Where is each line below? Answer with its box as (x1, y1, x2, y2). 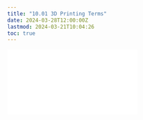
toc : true (7, 29, 36, 37)
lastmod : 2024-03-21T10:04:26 (7, 23, 95, 30)
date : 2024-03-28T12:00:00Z (7, 17, 89, 24)
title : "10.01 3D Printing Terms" (7, 10, 108, 17)
